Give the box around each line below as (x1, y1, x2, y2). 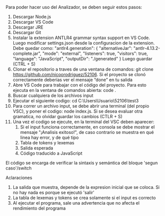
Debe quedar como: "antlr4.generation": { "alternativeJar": (12, 45, 132, 51)
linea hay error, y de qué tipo (20, 134, 79, 140)
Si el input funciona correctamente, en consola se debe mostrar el (20, 124, 155, 130)
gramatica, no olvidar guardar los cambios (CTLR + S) (12, 114, 123, 119)
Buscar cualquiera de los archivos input (12, 92, 93, 98)
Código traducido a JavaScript (20, 150, 82, 156)
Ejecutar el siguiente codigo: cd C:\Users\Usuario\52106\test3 (12, 98, 139, 103)
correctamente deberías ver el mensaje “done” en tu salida (12, 77, 133, 83)
